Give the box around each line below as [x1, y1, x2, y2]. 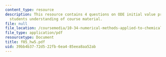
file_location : [5, 26, 37, 31]
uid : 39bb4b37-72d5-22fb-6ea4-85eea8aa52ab [5, 44, 96, 49]
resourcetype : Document [5, 35, 54, 40]
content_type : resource [5, 7, 54, 12]
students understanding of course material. [9, 16, 103, 21]
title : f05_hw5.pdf [5, 40, 45, 45]
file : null [5, 21, 28, 26]
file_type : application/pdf [5, 30, 63, 35]
